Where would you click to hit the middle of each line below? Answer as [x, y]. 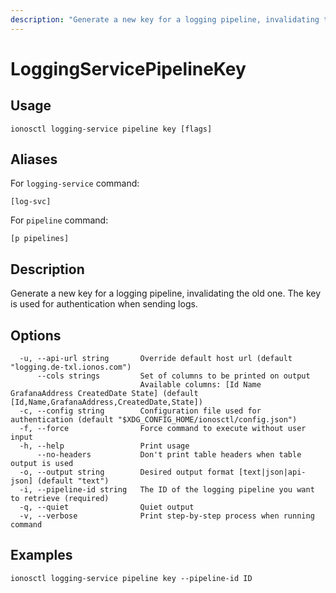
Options [36, 335]
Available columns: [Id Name [200, 385]
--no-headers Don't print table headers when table [169, 455]
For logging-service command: [75, 183]
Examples [41, 555]
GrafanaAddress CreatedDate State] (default [104, 394]
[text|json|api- [272, 472]
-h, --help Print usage [104, 446]
